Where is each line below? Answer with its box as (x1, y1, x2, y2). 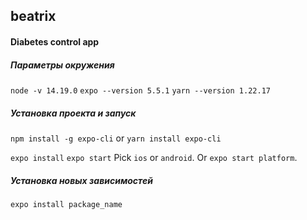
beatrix (10, 8, 57, 25)
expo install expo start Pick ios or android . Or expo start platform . (10, 151, 298, 163)
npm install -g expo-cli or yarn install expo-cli (10, 132, 222, 144)
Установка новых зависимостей (10, 174, 153, 186)
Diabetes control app (10, 35, 100, 48)
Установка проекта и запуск (10, 107, 137, 119)
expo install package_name (10, 199, 123, 209)
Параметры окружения (10, 59, 115, 71)
